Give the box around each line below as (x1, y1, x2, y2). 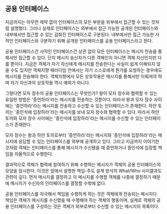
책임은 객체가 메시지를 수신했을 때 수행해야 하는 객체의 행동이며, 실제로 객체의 (5, 197, 156, 203)
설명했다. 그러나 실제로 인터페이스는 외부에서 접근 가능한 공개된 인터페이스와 (10, 25, 159, 31)
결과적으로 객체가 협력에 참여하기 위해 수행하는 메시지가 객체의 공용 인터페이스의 (5, 161, 161, 167)
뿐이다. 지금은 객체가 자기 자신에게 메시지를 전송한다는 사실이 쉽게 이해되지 (10, 60, 156, 66)
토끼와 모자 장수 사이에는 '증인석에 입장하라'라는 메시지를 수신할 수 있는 (5, 115, 144, 121)
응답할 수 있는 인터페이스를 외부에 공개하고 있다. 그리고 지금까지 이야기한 (18, 138, 160, 144)
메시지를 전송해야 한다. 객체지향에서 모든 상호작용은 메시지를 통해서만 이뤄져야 (5, 73, 157, 79)
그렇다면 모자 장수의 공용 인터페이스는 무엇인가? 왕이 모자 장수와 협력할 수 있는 (5, 90, 158, 96)
